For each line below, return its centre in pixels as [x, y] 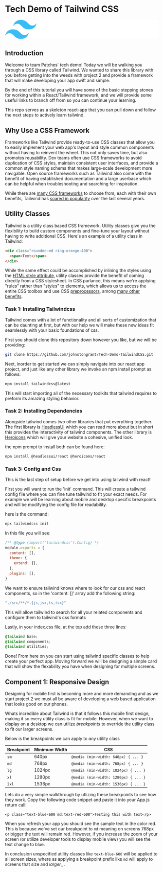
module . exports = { [25, 548]
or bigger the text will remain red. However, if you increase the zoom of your [81, 834]
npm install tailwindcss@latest [38, 384]
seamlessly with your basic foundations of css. [52, 330]
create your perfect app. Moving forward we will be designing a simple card [81, 661]
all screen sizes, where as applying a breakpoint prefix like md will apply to [79, 859]
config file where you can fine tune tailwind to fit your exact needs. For [76, 494]
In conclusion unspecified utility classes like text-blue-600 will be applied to [81, 854]
